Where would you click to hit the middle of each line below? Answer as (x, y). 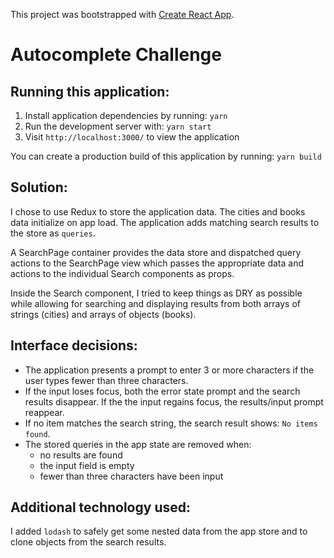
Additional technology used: (100, 507)
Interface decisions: (74, 345)
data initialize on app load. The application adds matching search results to (165, 222)
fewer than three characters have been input (131, 476)
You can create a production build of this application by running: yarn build (166, 156)
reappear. (44, 412)
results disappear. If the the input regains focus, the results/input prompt (174, 401)
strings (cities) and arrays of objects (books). (103, 314)
